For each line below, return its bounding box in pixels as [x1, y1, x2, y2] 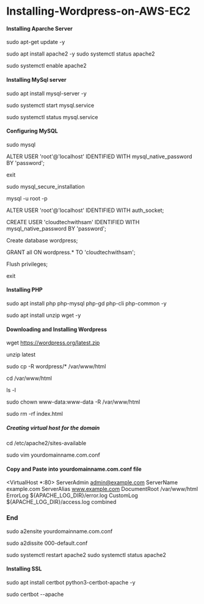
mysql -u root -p [6, 194, 48, 202]
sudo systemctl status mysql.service [6, 113, 98, 120]
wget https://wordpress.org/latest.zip [6, 339, 100, 346]
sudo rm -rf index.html [6, 410, 63, 418]
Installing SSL [6, 565, 42, 572]
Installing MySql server [6, 76, 67, 83]
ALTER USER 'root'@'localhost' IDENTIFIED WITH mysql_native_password [6, 153, 192, 160]
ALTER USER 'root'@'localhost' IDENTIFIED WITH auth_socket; [6, 206, 164, 214]
